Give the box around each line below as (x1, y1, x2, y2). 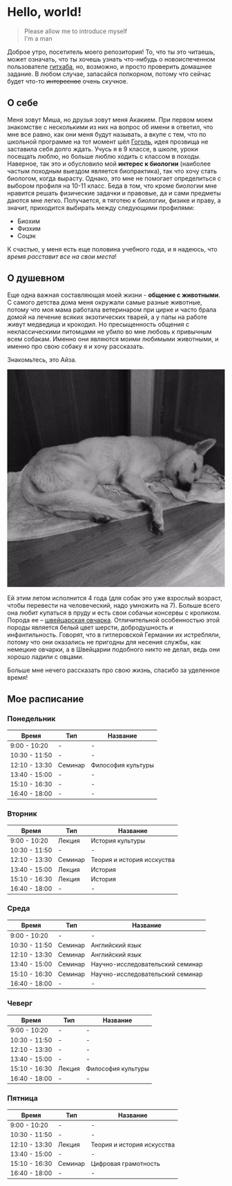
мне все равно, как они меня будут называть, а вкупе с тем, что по (7, 130, 206, 138)
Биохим (17, 217, 40, 225)
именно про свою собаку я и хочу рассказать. (7, 342, 145, 350)
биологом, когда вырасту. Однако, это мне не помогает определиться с (7, 174, 222, 182)
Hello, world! (7, 4, 82, 20)
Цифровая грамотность (90, 1160, 161, 1168)
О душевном (7, 272, 65, 284)
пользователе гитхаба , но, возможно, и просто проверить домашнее (7, 62, 212, 70)
